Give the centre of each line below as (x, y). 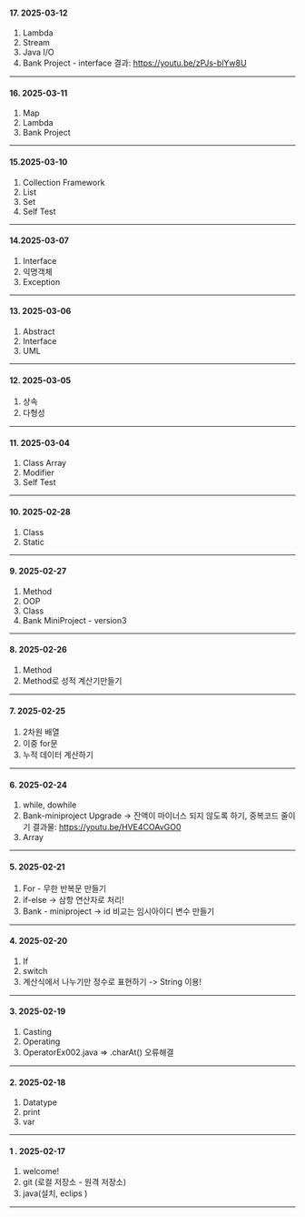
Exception (41, 281)
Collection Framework (64, 182)
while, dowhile (49, 805)
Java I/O (38, 52)
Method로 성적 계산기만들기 (72, 681)
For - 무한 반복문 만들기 (64, 888)
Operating (41, 1041)
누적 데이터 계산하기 (58, 755)
